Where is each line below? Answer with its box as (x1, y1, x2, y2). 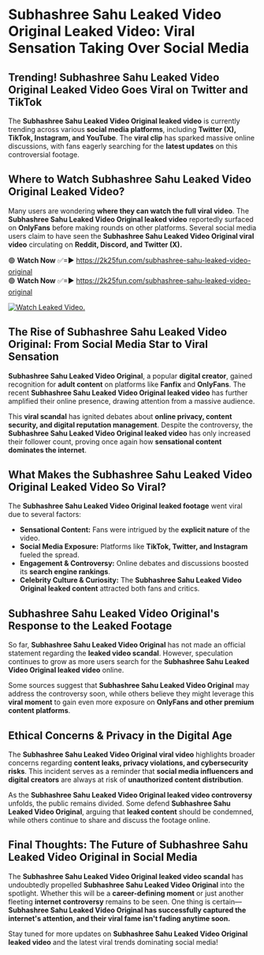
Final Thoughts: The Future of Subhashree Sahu (8, 838, 248, 851)
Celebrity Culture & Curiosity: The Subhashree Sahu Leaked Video (19, 576, 242, 585)
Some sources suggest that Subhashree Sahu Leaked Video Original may (8, 681, 250, 690)
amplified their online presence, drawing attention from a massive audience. (8, 396, 255, 406)
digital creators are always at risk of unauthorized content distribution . (8, 775, 244, 784)
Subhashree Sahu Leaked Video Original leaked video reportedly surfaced (8, 214, 254, 224)
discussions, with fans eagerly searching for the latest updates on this (8, 142, 238, 151)
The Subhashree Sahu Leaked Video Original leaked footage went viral (8, 501, 243, 511)
